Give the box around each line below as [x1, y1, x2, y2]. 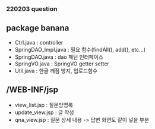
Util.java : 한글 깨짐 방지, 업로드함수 [14, 67, 98, 74]
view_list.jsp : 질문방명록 [14, 101, 73, 108]
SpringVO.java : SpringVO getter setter [14, 60, 110, 67]
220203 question [6, 5, 58, 13]
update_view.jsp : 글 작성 [14, 109, 74, 116]
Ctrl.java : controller [14, 39, 64, 46]
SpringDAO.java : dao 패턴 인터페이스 [14, 53, 104, 61]
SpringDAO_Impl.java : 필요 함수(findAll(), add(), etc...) [14, 46, 146, 53]
